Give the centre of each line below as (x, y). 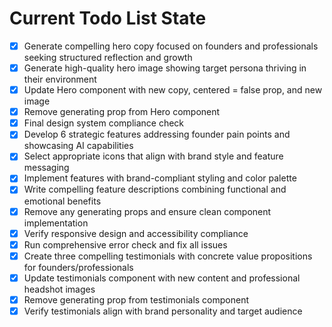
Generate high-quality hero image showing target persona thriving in (165, 68)
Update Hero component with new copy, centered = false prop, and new (173, 90)
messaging (46, 168)
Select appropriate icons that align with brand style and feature (153, 156)
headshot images (59, 289)
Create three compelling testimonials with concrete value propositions (168, 256)
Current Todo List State (108, 18)
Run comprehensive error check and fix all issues (125, 244)
